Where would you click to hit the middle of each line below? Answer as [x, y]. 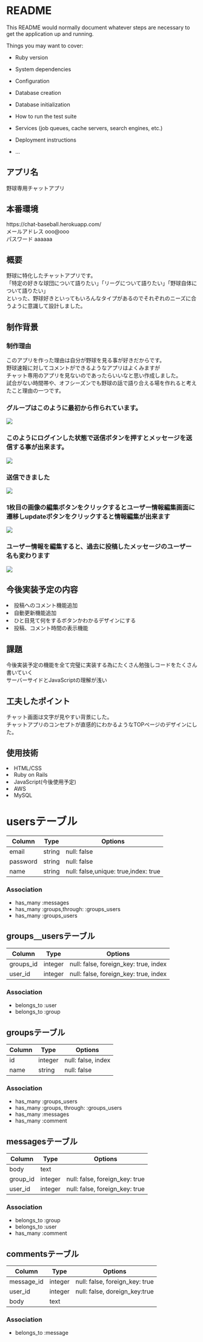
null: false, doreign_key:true [115, 1292]
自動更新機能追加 [35, 613]
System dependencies [43, 69]
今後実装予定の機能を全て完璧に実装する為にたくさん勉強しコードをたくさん [102, 665]
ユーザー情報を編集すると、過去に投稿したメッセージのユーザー [99, 546]
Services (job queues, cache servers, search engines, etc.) [89, 128]
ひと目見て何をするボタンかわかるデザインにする [75, 621]
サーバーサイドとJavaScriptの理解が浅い [57, 680]
